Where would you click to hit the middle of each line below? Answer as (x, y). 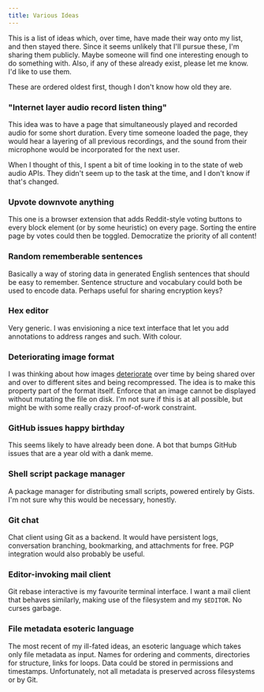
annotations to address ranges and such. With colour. (95, 336)
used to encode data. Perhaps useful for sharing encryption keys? (115, 290)
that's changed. (33, 181)
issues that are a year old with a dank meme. (81, 454)
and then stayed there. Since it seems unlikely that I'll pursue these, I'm (124, 46)
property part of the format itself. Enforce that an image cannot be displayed (132, 391)
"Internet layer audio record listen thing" (87, 107)
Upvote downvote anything (61, 202)
